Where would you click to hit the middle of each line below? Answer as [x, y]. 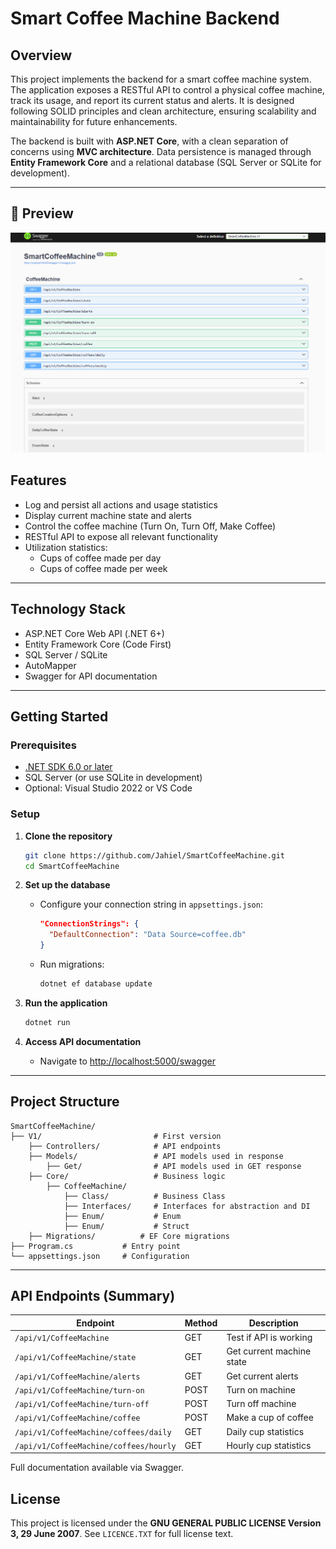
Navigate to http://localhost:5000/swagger [127, 1061]
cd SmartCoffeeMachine [72, 866]
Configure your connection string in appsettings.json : [151, 904]
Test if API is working [269, 1338]
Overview [41, 55]
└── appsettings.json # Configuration [100, 1256]
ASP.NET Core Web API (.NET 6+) [94, 633]
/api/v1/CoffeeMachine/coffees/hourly [95, 1446]
